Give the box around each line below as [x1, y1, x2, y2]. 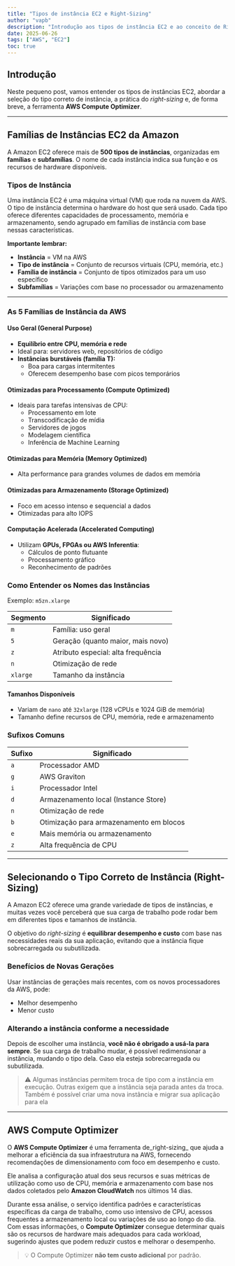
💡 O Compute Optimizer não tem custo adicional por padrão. [24, 1251, 201, 1259]
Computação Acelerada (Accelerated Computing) [7, 525, 155, 533]
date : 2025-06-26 [7, 29, 58, 37]
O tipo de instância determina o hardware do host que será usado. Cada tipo [7, 203, 228, 212]
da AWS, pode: [7, 985, 50, 993]
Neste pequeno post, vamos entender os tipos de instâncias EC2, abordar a [7, 87, 226, 95]
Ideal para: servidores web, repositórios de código [17, 348, 163, 356]
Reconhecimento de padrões [27, 563, 112, 571]
